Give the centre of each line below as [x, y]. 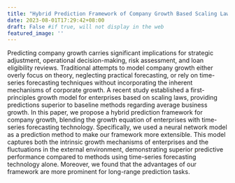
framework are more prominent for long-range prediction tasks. [99, 172]
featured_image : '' [36, 33]
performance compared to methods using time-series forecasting [102, 157]
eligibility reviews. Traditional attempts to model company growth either [110, 68]
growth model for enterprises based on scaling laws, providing [128, 98]
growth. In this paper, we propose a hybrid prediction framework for [105, 112]
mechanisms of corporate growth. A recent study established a [98, 90]
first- [198, 90]
